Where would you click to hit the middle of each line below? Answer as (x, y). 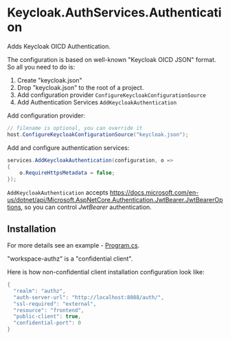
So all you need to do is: (41, 67)
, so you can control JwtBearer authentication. (87, 207)
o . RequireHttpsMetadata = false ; (67, 173)
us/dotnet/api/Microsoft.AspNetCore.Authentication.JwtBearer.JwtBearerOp (115, 200)
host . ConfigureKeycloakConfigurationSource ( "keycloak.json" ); (98, 134)
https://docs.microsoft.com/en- (154, 193)
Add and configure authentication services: (68, 147)
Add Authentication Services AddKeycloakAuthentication (97, 102)
